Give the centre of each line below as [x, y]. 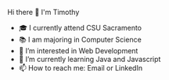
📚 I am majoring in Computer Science [80, 40]
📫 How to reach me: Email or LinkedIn [80, 68]
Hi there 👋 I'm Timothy [43, 12]
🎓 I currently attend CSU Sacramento [80, 28]
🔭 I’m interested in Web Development [78, 51]
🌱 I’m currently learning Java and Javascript [90, 59]
